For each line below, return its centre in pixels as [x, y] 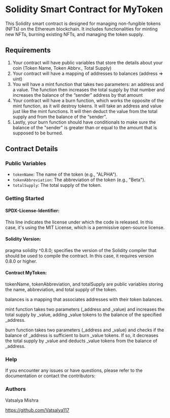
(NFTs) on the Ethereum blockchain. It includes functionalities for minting [81, 29]
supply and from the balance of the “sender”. [60, 117]
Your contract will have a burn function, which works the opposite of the [88, 100]
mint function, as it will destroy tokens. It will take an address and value [87, 106]
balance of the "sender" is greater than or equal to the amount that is [85, 127]
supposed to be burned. [38, 133]
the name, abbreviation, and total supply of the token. [61, 289]
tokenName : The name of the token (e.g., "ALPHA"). [65, 175]
